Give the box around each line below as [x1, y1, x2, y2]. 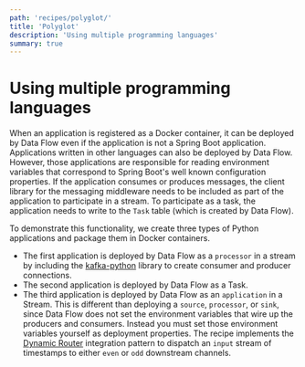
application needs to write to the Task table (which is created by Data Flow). [9, 205, 294, 216]
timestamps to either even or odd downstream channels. [22, 348, 231, 359]
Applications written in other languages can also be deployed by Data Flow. [9, 147, 293, 158]
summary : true [9, 38, 64, 48]
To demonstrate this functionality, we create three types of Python [9, 223, 259, 234]
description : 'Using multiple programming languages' [9, 30, 219, 39]
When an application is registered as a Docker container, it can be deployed [9, 128, 294, 139]
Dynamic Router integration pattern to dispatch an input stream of [22, 338, 272, 349]
